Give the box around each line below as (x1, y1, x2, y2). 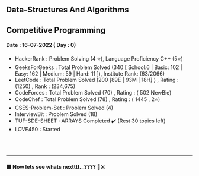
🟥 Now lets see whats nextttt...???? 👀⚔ (6, 163, 105, 170)
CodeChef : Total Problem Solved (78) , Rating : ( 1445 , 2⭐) (14, 95, 161, 103)
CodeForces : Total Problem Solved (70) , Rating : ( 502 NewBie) (14, 89, 172, 96)
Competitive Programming (6, 25, 106, 35)
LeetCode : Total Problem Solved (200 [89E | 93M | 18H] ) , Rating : (14, 76, 179, 83)
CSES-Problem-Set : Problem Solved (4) (14, 104, 114, 111)
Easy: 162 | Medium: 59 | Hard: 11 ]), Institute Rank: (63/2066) (14, 70, 165, 77)
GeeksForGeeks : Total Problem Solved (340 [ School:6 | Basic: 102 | (14, 64, 182, 71)
